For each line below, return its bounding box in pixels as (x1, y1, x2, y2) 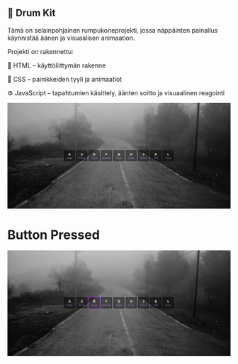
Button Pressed (7, 227, 101, 242)
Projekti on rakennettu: (7, 47, 74, 55)
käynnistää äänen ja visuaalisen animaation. (7, 33, 135, 42)
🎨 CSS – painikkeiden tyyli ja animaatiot (7, 75, 123, 83)
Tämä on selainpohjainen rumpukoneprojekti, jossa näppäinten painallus (7, 26, 218, 34)
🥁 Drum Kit (7, 7, 56, 19)
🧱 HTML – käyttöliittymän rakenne (7, 61, 106, 70)
